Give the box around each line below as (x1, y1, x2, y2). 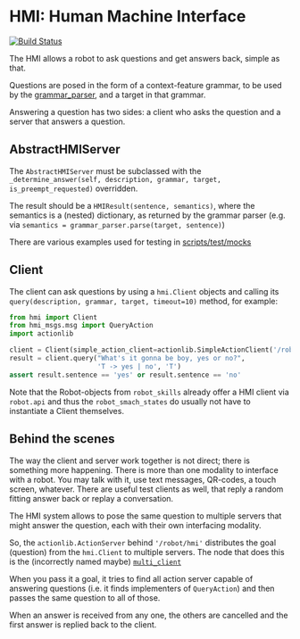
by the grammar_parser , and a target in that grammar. (9, 89, 206, 100)
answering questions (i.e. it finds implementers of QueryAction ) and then (9, 583, 275, 593)
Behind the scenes (9, 431, 115, 447)
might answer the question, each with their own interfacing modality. (9, 519, 262, 530)
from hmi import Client (9, 312, 98, 322)
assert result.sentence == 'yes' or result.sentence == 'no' (9, 370, 242, 379)
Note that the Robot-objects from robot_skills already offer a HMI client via (9, 386, 290, 397)
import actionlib (9, 329, 74, 338)
